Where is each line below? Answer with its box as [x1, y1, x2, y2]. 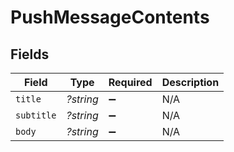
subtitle [15, 110, 57, 121]
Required [108, 76, 153, 89]
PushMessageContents [10, 6, 210, 29]
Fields [10, 46, 50, 63]
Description [161, 76, 220, 89]
